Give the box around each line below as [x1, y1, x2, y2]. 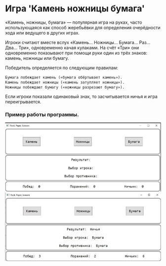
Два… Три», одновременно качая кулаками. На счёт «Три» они [5, 44, 139, 50]
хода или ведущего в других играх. [5, 30, 80, 36]
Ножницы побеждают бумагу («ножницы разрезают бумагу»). [5, 85, 125, 89]
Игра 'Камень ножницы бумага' [5, 3, 145, 14]
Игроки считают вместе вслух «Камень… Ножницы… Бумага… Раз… [5, 39, 151, 45]
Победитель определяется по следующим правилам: [5, 65, 119, 71]
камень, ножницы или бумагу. [5, 55, 69, 61]
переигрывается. [5, 98, 41, 104]
